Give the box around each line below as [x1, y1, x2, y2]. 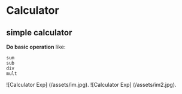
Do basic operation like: [6, 43, 66, 50]
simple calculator [6, 28, 72, 38]
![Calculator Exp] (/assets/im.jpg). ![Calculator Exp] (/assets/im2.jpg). [6, 81, 177, 88]
